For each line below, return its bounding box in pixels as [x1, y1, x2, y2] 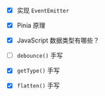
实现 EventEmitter [16, 6, 70, 14]
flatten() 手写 [16, 81, 61, 90]
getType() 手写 [16, 66, 61, 75]
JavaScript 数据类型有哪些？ [16, 36, 99, 44]
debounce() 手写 [16, 52, 63, 60]
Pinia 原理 [16, 21, 46, 30]
